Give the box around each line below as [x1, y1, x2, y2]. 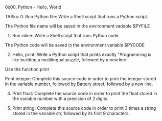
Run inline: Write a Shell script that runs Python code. [12, 33, 120, 38]
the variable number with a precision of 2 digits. [12, 96, 109, 101]
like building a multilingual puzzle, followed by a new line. [12, 57, 128, 63]
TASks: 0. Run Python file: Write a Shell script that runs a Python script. [5, 14, 148, 19]
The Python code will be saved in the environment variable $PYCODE [5, 42, 145, 48]
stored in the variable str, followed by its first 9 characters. [12, 110, 130, 116]
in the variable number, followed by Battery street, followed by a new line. [5, 81, 153, 87]
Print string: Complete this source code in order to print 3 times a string [12, 105, 156, 111]
